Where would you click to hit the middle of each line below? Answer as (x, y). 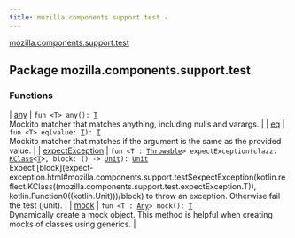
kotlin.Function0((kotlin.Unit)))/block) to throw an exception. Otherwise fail (145, 196)
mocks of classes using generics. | (73, 224)
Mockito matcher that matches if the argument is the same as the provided (145, 142)
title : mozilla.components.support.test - (89, 17)
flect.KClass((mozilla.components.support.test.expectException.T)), (133, 187)
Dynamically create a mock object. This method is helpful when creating (141, 215)
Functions (31, 96)
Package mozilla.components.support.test (130, 70)
